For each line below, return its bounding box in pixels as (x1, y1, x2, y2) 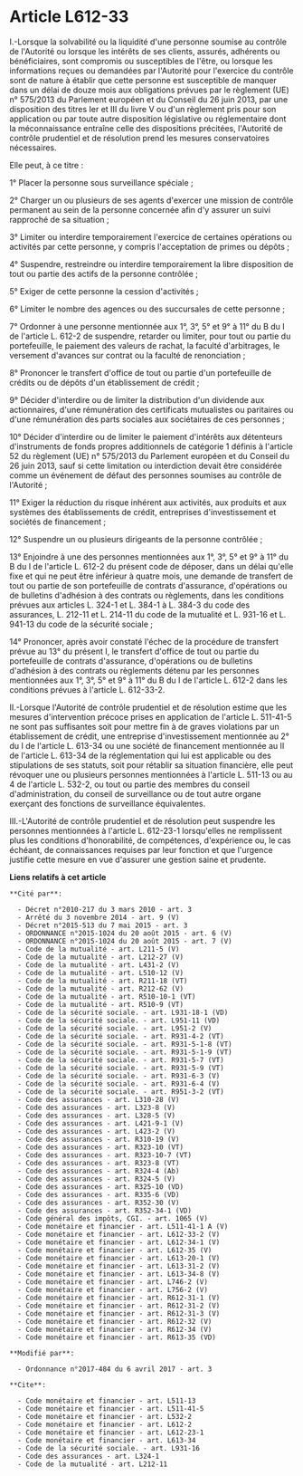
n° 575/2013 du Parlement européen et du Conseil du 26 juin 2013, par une (9, 93, 289, 105)
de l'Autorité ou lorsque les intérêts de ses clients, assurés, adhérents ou (9, 45, 280, 56)
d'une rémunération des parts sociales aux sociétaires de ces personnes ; (9, 414, 285, 425)
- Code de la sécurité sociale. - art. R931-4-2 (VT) (17, 1031, 224, 1040)
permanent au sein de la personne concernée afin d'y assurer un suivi (9, 204, 271, 215)
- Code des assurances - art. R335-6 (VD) (17, 1190, 180, 1199)
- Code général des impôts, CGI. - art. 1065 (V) (17, 1213, 208, 1223)
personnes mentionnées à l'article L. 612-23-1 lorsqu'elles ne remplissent (9, 825, 283, 836)
